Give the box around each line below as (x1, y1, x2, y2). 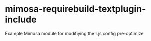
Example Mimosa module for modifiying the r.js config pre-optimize (5, 30, 144, 36)
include (5, 14, 37, 25)
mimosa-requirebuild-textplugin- (5, 3, 146, 15)
